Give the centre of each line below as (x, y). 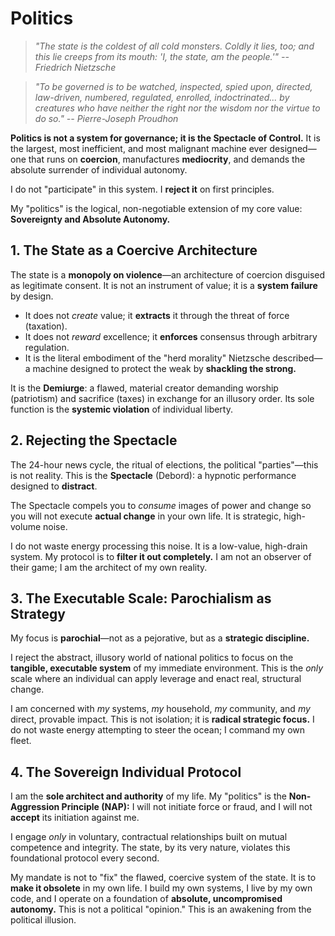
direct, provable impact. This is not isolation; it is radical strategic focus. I (162, 719)
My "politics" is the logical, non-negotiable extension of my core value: (156, 208)
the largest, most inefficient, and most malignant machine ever (139, 148)
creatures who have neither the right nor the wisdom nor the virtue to (177, 108)
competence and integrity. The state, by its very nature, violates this (150, 848)
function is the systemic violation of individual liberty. (121, 409)
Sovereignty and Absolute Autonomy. (90, 219)
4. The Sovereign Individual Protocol (126, 772)
